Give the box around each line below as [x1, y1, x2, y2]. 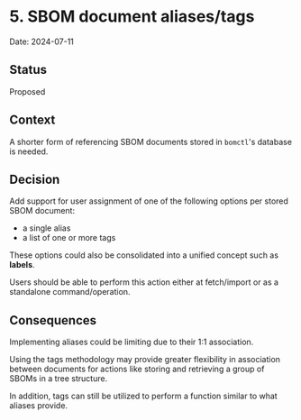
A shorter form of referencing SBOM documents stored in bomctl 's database [9, 136, 293, 147]
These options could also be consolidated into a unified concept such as [9, 250, 279, 260]
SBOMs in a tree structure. [9, 373, 108, 384]
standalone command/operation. [9, 287, 131, 297]
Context [9, 113, 56, 128]
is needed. [9, 146, 49, 157]
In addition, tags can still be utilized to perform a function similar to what [9, 390, 278, 402]
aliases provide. [9, 400, 68, 411]
